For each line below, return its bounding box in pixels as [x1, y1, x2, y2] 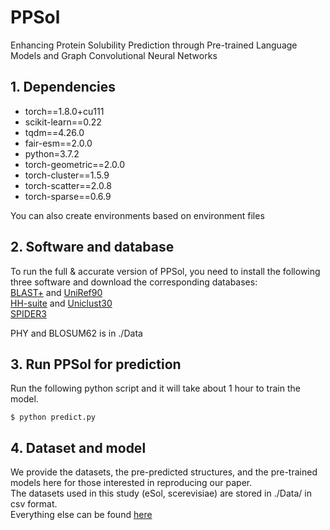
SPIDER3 [10, 307, 47, 320]
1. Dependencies [10, 79, 117, 96]
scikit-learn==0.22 [24, 116, 102, 128]
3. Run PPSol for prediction [10, 356, 182, 373]
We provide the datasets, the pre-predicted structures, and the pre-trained [10, 466, 318, 478]
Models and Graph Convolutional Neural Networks [10, 49, 218, 61]
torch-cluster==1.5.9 [24, 169, 110, 181]
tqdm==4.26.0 [24, 126, 85, 138]
